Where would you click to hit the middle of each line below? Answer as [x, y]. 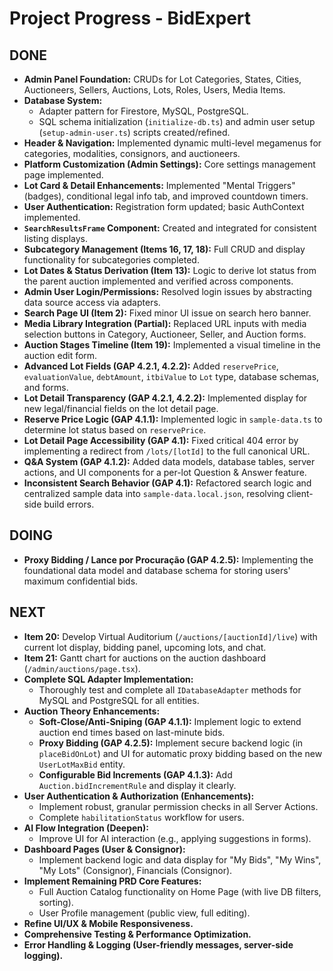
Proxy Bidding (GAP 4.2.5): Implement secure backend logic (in [171, 743]
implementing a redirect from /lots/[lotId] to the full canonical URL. [167, 451]
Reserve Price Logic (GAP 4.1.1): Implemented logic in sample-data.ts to [173, 419]
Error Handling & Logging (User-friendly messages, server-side [158, 944]
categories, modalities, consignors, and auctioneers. [132, 153]
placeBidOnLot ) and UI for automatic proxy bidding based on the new [180, 753]
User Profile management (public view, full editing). [144, 913]
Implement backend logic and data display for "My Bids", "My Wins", [180, 859]
